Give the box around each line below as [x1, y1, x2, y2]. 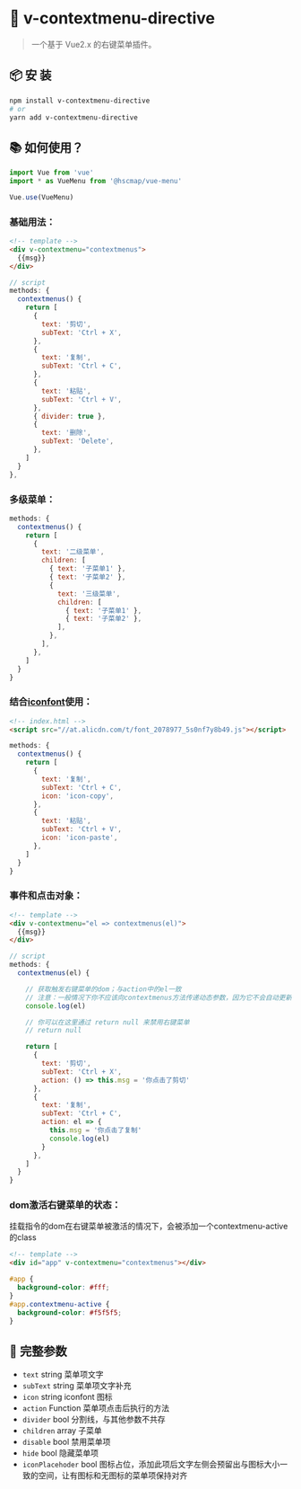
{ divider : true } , [32, 412, 106, 421]
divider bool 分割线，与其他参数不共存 [21, 1414, 166, 1425]
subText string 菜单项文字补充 [21, 1380, 132, 1391]
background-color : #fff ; [17, 1283, 110, 1292]
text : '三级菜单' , [56, 589, 121, 598]
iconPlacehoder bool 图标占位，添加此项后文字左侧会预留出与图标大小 [21, 1459, 280, 1470]
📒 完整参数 [9, 1343, 67, 1359]
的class [9, 1232, 38, 1243]
